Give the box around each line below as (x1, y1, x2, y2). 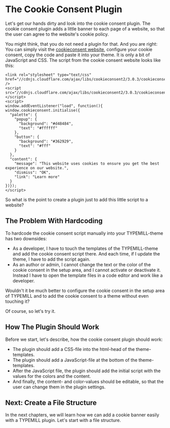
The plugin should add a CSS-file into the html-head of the (12, 346, 135, 352)
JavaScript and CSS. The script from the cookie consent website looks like (5, 57, 161, 63)
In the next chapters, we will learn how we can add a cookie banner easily (5, 412, 159, 418)
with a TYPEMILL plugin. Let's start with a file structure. (5, 417, 121, 423)
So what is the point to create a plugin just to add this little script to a (5, 196, 148, 202)
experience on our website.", (5, 165, 69, 170)
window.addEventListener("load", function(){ (5, 103, 103, 109)
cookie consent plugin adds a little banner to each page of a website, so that (5, 25, 165, 31)
